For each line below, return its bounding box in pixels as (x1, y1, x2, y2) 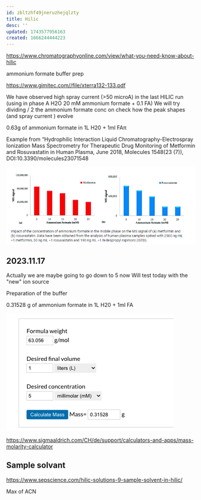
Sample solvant (6, 460, 66, 471)
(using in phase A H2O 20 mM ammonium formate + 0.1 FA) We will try (6, 100, 180, 107)
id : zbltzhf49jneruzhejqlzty (6, 10, 79, 16)
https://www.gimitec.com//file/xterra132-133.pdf (6, 82, 126, 89)
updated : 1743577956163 (6, 29, 66, 35)
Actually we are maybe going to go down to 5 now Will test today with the (6, 272, 188, 279)
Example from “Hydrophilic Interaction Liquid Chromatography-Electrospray (6, 135, 194, 143)
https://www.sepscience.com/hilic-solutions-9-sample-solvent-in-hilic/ (6, 476, 183, 483)
